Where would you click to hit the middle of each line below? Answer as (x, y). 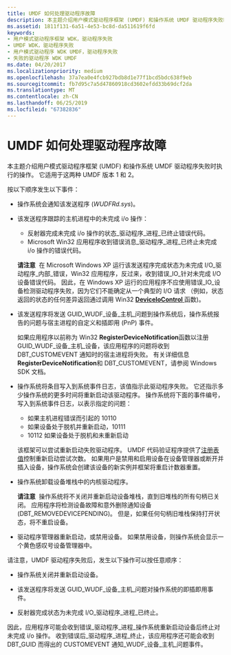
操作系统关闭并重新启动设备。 (59, 575)
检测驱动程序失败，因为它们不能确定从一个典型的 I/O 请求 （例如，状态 (123, 290)
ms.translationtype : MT (41, 90)
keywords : (21, 33)
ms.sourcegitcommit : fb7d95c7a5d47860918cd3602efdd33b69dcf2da (100, 84)
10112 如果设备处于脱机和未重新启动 (78, 435)
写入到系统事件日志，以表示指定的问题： (74, 403)
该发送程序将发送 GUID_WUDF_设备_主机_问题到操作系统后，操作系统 (115, 314)
